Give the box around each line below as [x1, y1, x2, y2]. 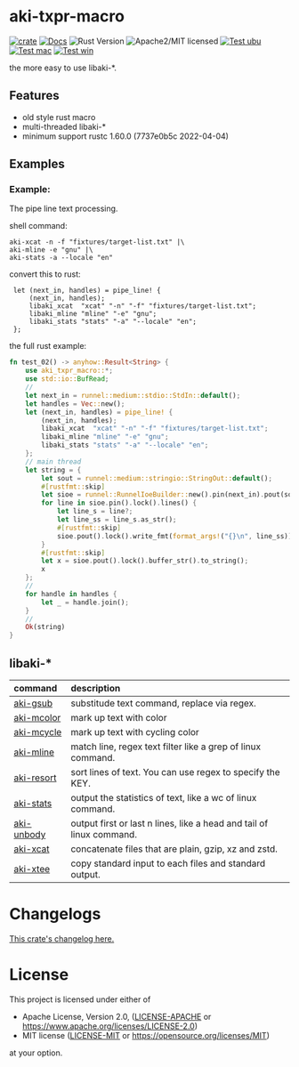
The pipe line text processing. [9, 203, 118, 214]
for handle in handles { [25, 589, 117, 598]
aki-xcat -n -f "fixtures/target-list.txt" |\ [9, 238, 185, 247]
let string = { [25, 465, 82, 474]
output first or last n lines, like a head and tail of [70, 817, 269, 829]
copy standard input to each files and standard [70, 857, 266, 869]
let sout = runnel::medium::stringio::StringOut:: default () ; [41, 473, 273, 482]
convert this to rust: [9, 269, 82, 279]
